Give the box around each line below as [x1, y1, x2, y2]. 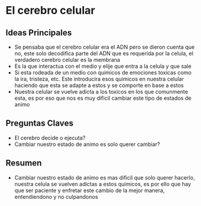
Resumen [5, 158, 42, 168]
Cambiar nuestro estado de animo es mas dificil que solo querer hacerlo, [14, 174, 195, 181]
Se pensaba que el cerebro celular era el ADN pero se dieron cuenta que [14, 43, 195, 50]
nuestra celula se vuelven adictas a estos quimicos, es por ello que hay [14, 180, 191, 187]
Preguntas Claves [5, 118, 73, 129]
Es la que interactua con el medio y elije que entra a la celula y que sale [14, 62, 192, 70]
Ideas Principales [5, 28, 72, 38]
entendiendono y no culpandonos [14, 193, 99, 200]
